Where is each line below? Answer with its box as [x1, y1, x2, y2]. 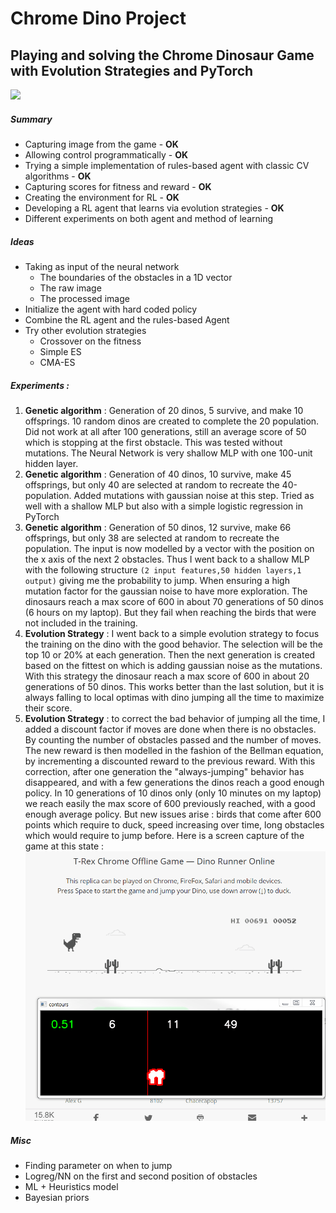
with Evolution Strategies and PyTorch [10, 62, 254, 79]
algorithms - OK [24, 170, 92, 182]
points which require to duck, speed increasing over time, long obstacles [24, 818, 325, 831]
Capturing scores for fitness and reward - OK [24, 180, 212, 192]
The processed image [39, 292, 130, 304]
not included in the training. [24, 617, 138, 629]
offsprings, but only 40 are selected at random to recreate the [24, 478, 280, 491]
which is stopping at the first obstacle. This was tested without [24, 436, 283, 448]
